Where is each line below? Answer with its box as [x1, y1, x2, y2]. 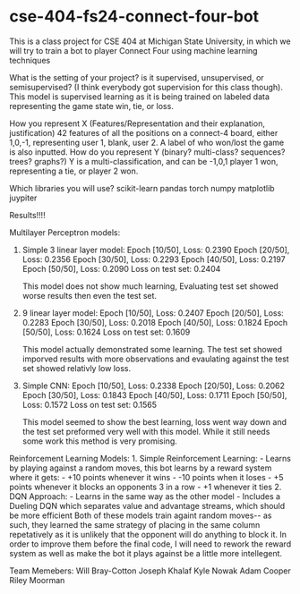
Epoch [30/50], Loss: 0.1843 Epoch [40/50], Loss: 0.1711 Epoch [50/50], [21, 389, 287, 400]
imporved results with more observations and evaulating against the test [21, 353, 289, 364]
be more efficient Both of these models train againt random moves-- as [9, 510, 272, 521]
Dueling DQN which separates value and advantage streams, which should [9, 500, 286, 511]
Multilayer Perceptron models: [9, 226, 121, 238]
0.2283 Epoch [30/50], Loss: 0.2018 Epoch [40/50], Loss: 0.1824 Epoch [21, 317, 288, 327]
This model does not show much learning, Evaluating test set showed [21, 280, 279, 292]
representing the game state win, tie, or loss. [9, 100, 175, 111]
